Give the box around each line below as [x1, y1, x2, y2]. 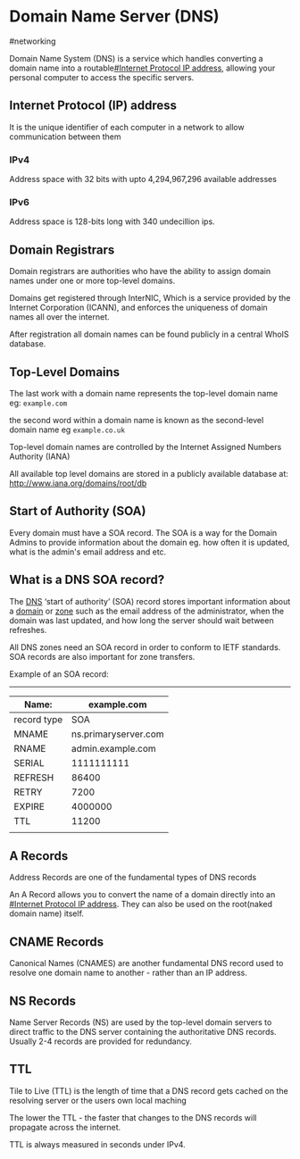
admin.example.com [71, 742, 156, 755]
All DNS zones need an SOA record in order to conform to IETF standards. [9, 641, 281, 653]
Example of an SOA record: [9, 668, 109, 680]
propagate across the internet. [9, 1121, 121, 1132]
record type [13, 713, 63, 725]
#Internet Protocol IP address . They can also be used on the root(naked [9, 899, 272, 910]
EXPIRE [13, 800, 45, 813]
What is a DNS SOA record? [9, 572, 165, 588]
